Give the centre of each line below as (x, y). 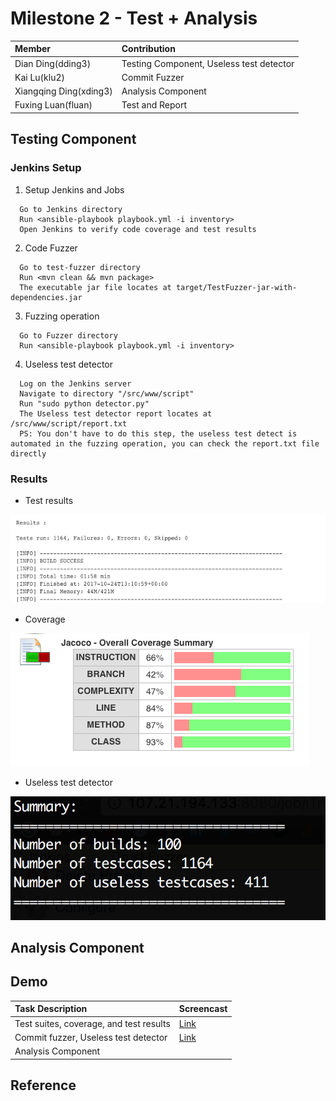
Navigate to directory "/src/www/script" (107, 393)
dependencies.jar (46, 297)
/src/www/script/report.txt (69, 423)
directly (28, 453)
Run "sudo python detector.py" (84, 403)
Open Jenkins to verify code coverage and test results (138, 229)
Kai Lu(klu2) (39, 77)
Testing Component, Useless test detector (208, 63)
